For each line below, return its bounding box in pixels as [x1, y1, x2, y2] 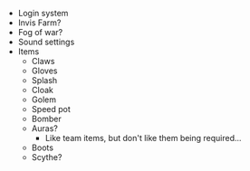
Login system [17, 8, 69, 18]
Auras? [31, 123, 59, 134]
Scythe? [31, 152, 62, 162]
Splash [31, 75, 58, 85]
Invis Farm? [17, 17, 62, 28]
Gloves [31, 65, 58, 76]
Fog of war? [17, 27, 63, 37]
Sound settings [17, 36, 75, 47]
